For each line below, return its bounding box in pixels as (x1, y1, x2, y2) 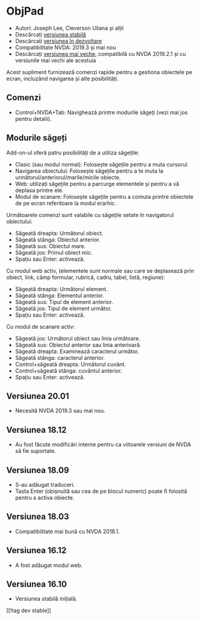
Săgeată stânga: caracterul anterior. (15, 354, 105, 361)
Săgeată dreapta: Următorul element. (15, 285, 108, 292)
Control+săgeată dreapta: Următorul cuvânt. (15, 360, 126, 368)
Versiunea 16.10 (6, 579, 67, 590)
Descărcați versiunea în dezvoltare (15, 37, 102, 44)
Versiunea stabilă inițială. (15, 595, 78, 602)
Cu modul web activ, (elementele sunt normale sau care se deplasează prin (6, 267, 195, 274)
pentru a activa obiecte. (15, 494, 75, 501)
